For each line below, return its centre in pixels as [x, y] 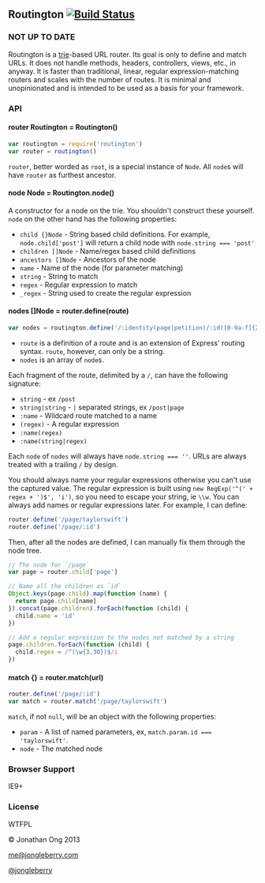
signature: [24, 383]
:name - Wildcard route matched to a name [88, 415]
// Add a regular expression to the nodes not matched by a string [121, 637]
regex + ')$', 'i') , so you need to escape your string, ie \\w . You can [124, 496]
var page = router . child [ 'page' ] [63, 572]
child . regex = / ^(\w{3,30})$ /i [67, 652]
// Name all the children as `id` [65, 587]
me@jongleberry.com [43, 855]
